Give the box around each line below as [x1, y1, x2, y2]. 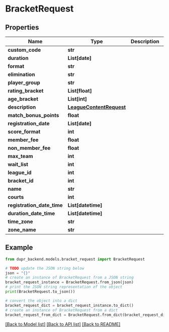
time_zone [8, 218, 34, 225]
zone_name [8, 226, 36, 233]
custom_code [8, 46, 41, 53]
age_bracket [8, 96, 39, 102]
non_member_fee [8, 144, 51, 151]
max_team [8, 153, 34, 159]
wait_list [8, 161, 29, 168]
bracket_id [8, 177, 34, 184]
